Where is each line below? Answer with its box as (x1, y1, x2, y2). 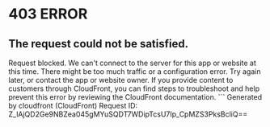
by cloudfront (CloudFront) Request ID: (8, 101, 138, 110)
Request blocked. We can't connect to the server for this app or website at (8, 58, 257, 68)
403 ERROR (8, 5, 88, 23)
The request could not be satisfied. (8, 37, 188, 51)
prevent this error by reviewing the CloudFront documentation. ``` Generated (8, 92, 263, 101)
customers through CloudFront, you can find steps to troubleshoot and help (8, 84, 260, 93)
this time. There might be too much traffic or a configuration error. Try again (8, 67, 261, 76)
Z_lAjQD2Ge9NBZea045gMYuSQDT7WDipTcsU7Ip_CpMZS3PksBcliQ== (8, 109, 248, 119)
